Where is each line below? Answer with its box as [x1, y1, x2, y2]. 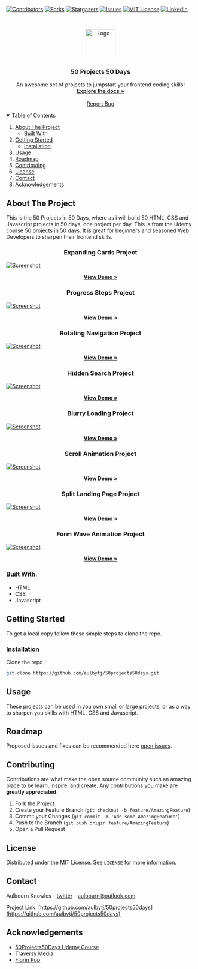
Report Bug [86, 100, 115, 107]
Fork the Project [14, 800, 55, 807]
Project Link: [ [6, 904, 41, 911]
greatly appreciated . [6, 788, 58, 796]
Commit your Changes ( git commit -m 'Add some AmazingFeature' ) [14, 813, 181, 820]
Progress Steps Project [66, 289, 135, 297]
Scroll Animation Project [65, 449, 136, 458]
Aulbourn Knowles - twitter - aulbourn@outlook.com [6, 892, 136, 899]
